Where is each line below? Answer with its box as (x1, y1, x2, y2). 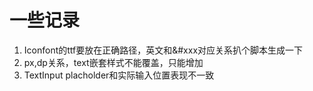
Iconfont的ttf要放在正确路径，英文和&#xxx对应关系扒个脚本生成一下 (23, 44, 304, 56)
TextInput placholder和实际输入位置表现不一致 (23, 69, 215, 81)
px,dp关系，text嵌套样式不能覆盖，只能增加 (23, 56, 204, 68)
